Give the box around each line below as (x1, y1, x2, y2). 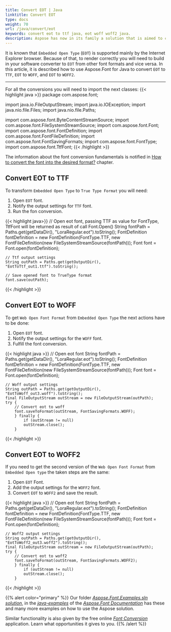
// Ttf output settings (5, 255, 56, 260)
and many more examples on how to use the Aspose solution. (5, 605, 135, 612)
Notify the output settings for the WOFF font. (12, 335, 103, 341)
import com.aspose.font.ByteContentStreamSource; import (5, 117, 129, 123)
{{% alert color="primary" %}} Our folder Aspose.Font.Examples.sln (5, 595, 148, 601)
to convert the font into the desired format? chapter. (5, 159, 114, 165)
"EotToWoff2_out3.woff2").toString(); (5, 540, 88, 545)
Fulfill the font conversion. (12, 340, 68, 347)
